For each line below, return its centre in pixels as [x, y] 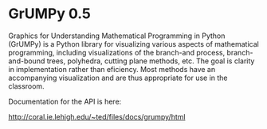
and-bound [27, 61]
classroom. [27, 86]
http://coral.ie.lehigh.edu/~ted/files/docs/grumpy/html [97, 116]
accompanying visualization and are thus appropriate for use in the [118, 78]
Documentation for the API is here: [65, 101]
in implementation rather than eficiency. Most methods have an [112, 69]
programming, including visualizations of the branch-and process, [117, 52]
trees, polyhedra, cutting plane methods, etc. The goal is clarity [151, 61]
